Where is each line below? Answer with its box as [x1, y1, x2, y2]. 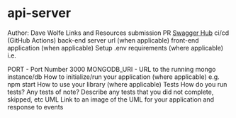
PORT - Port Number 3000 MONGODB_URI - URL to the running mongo [7, 65, 216, 73]
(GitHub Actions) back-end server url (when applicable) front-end [7, 36, 200, 44]
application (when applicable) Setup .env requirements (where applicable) [7, 43, 224, 52]
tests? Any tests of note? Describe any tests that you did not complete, [7, 87, 214, 96]
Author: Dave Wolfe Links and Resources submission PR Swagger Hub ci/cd [7, 28, 230, 37]
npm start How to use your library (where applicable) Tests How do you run [7, 80, 227, 88]
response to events [7, 102, 64, 111]
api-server [7, 5, 72, 21]
